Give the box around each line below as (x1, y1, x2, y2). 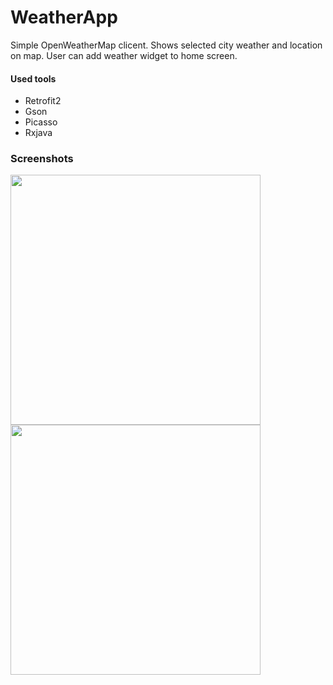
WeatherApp (10, 6, 118, 29)
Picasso (24, 116, 58, 128)
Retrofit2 (24, 95, 62, 107)
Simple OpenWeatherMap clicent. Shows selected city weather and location (10, 39, 323, 51)
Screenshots (10, 152, 74, 166)
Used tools (10, 72, 57, 85)
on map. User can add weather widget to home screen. (10, 49, 238, 61)
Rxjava (24, 127, 53, 139)
